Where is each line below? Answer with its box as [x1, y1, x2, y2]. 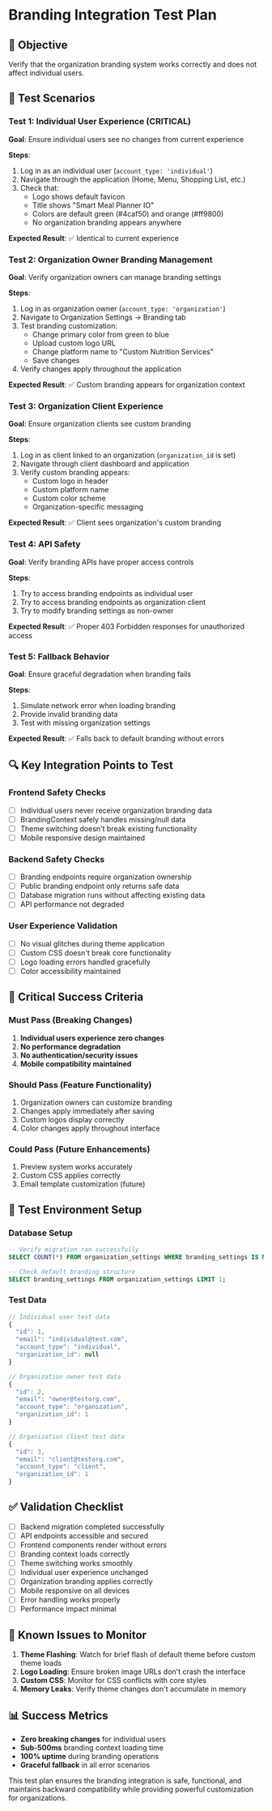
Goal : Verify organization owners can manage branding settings [8, 272, 222, 281]
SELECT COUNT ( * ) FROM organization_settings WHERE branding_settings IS [8, 1253, 259, 1261]
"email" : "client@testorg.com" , [15, 1455, 125, 1463]
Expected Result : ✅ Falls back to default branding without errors [8, 733, 225, 743]
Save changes [32, 355, 80, 365]
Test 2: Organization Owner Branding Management [8, 254, 213, 265]
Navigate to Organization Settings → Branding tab [19, 312, 186, 322]
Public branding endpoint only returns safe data [19, 882, 180, 891]
